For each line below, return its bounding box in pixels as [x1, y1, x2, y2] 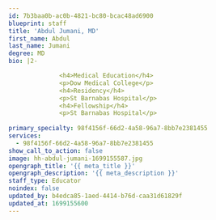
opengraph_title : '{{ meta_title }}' [8, 162, 136, 170]
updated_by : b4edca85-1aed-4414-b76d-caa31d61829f [8, 192, 183, 200]
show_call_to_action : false [8, 146, 104, 154]
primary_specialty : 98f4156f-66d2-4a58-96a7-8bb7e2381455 [8, 125, 208, 133]
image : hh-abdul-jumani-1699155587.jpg [8, 154, 143, 163]
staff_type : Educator [8, 177, 82, 185]
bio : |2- [8, 57, 38, 66]
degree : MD [8, 49, 45, 57]
